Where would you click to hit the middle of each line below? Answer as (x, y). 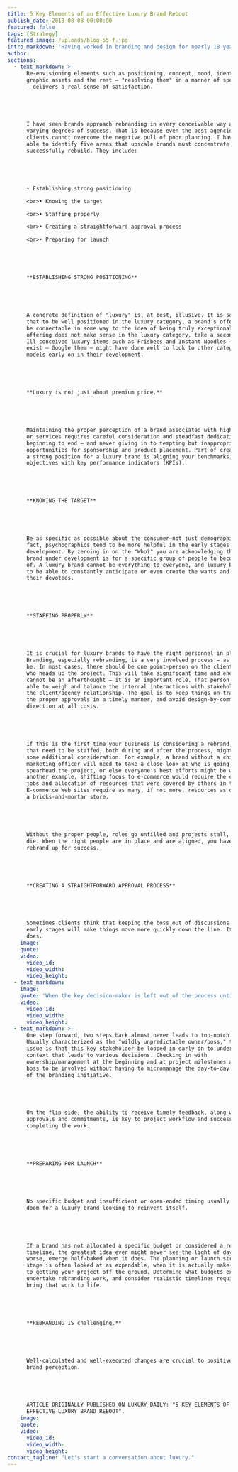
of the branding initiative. (69, 1075)
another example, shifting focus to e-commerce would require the (126, 777)
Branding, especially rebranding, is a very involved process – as (128, 660)
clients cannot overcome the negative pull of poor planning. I (123, 138)
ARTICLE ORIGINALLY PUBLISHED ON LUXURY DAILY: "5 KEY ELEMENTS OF (128, 1405)
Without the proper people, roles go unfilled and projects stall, (128, 834)
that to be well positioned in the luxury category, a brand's (121, 321)
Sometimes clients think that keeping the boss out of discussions (128, 923)
